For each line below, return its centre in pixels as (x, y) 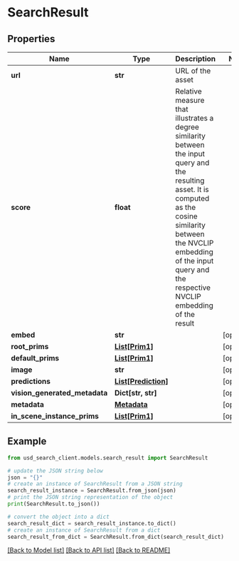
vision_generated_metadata (59, 393)
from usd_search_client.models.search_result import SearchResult (108, 458)
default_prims (35, 358)
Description (196, 59)
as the (186, 207)
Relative (188, 91)
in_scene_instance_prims (55, 416)
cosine (186, 216)
